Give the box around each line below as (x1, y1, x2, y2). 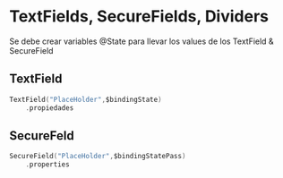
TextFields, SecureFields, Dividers (9, 6, 269, 27)
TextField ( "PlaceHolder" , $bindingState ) (9, 95, 163, 104)
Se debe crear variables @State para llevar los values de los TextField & (9, 36, 275, 47)
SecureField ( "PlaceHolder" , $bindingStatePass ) (9, 152, 186, 161)
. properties (25, 160, 70, 169)
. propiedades (25, 103, 74, 113)
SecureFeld (9, 128, 74, 143)
